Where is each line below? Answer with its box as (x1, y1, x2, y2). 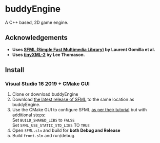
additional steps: (12, 112, 46, 118)
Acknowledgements (5, 34, 68, 42)
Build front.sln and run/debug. (12, 133, 76, 139)
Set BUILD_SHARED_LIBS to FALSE (12, 117, 75, 123)
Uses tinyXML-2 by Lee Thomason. (12, 52, 85, 57)
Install (5, 66, 24, 74)
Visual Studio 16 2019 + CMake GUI (5, 80, 90, 87)
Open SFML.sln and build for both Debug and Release (12, 127, 120, 133)
